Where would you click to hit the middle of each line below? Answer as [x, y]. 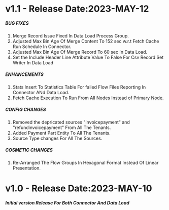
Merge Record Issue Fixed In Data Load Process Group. [71, 36]
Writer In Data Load [33, 63]
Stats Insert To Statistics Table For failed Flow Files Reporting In [79, 87]
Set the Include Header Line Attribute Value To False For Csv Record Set [88, 57]
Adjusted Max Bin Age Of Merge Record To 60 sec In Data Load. [80, 52]
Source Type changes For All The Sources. [57, 138]
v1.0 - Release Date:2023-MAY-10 [79, 188]
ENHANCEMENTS [25, 74]
